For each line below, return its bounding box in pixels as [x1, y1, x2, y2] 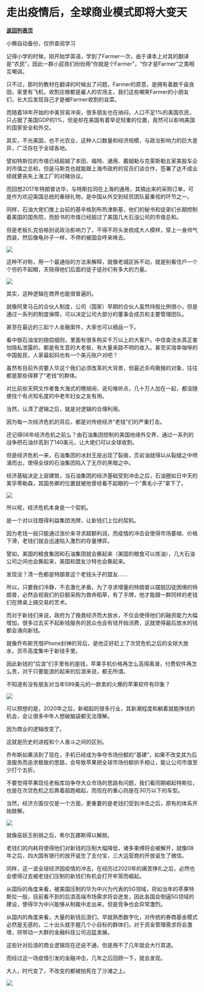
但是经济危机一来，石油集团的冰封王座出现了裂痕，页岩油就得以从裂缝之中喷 [6, 451, 198, 459]
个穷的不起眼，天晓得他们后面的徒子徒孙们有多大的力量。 [6, 265, 150, 273]
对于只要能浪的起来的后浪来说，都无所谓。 [22, 667, 129, 675]
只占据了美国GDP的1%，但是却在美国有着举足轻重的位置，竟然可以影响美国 [6, 116, 195, 123]
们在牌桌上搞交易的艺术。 [6, 598, 70, 606]
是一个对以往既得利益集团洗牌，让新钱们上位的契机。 [6, 516, 140, 524]
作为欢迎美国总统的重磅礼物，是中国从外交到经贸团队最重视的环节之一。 [11, 192, 192, 200]
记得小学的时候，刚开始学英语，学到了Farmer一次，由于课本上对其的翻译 [6, 52, 189, 59]
